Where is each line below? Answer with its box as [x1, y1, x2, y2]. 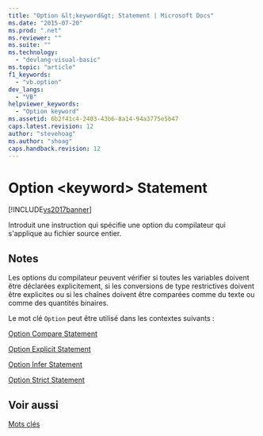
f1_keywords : [8, 71, 51, 79]
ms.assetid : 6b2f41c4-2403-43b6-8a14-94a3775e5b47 [8, 115, 179, 123]
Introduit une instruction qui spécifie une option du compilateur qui [8, 220, 226, 230]
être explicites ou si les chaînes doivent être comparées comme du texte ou [8, 290, 255, 299]
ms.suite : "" [8, 41, 51, 49]
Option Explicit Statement [8, 345, 91, 354]
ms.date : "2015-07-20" [8, 19, 83, 27]
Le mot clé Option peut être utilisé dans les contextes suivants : [8, 314, 215, 323]
